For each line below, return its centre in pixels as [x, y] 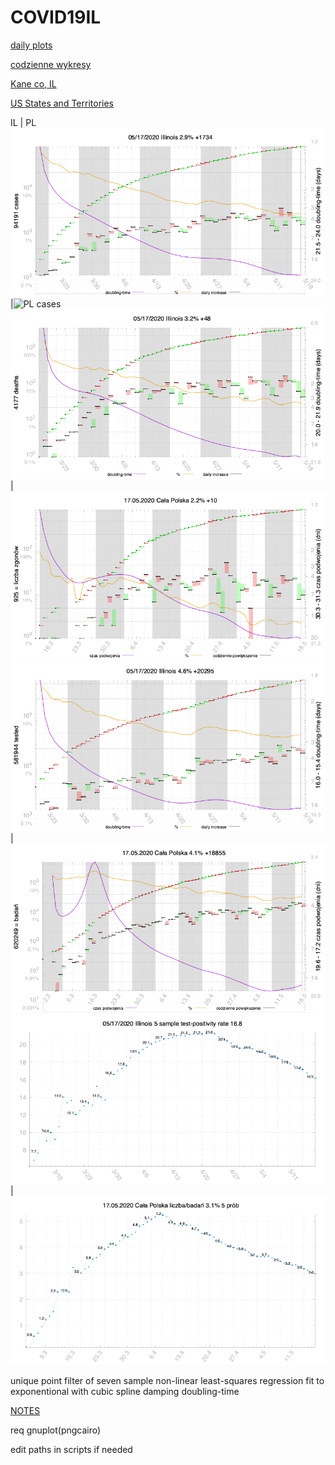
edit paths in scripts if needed [71, 1449]
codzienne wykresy [51, 64]
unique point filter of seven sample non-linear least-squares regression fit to [167, 1380]
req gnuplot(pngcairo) [56, 1430]
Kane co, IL [33, 83]
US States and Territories [62, 103]
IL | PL [23, 122]
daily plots [31, 45]
